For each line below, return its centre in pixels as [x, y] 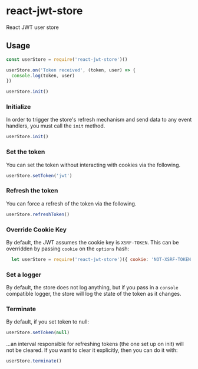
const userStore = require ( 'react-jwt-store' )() [67, 59]
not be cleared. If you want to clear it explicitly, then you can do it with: [92, 350]
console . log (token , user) [43, 76]
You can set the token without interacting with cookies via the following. [93, 165]
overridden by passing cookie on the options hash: [68, 249]
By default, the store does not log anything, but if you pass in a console [92, 288]
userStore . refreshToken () [38, 214]
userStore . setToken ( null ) [38, 333]
